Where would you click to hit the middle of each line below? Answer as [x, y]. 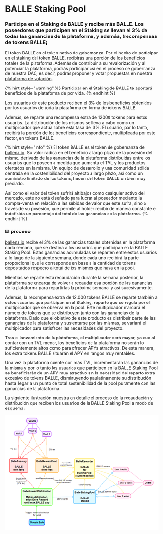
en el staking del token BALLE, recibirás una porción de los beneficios [75, 58]
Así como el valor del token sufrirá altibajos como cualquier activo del [75, 193]
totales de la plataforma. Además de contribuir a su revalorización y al [75, 63]
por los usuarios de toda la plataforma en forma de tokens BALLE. [71, 108]
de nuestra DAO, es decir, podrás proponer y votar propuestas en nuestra [79, 73]
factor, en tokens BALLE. [30, 138]
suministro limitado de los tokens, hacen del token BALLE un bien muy [75, 178]
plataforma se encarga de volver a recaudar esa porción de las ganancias [79, 283]
